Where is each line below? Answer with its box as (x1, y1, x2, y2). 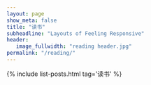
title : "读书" (6, 23, 46, 30)
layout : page (6, 10, 45, 18)
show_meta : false (6, 17, 57, 24)
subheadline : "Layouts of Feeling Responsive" (6, 30, 145, 37)
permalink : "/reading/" (6, 50, 76, 57)
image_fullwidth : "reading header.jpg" (15, 43, 132, 50)
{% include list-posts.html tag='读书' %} (6, 70, 122, 78)
